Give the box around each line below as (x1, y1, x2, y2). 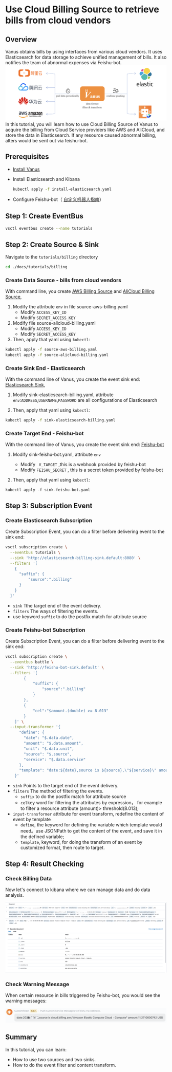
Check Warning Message (5, 981, 70, 988)
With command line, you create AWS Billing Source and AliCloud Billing (5, 288, 155, 294)
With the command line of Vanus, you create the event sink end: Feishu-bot (5, 441, 164, 448)
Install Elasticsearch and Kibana (12, 176, 80, 182)
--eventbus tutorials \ (10, 550, 60, 555)
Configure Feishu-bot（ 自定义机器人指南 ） (12, 196, 104, 202)
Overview (5, 35, 37, 44)
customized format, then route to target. (20, 844, 105, 851)
